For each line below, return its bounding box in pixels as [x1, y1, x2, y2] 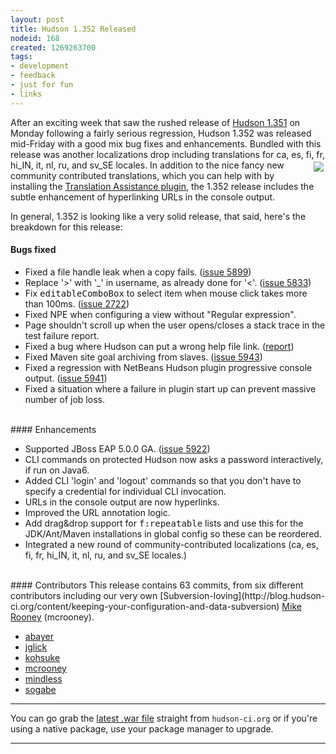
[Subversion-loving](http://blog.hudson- [159, 589, 326, 601]
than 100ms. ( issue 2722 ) [24, 297, 130, 310]
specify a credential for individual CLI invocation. [24, 485, 227, 497]
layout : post [10, 14, 65, 25]
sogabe [24, 683, 57, 695]
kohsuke [24, 651, 61, 663]
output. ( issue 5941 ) [24, 372, 108, 384]
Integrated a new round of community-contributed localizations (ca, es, [24, 538, 319, 550]
